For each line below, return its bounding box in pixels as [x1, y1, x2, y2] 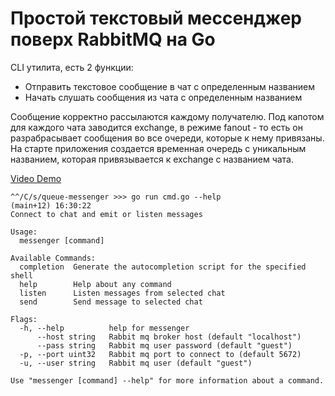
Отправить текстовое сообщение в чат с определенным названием [24, 80, 315, 92]
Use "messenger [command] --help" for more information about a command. [10, 375, 325, 386]
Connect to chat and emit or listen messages [10, 209, 203, 219]
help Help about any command [19, 279, 172, 289]
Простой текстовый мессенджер [10, 7, 302, 30]
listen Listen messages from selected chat [19, 288, 226, 298]
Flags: [10, 314, 38, 324]
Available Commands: [10, 253, 97, 263]
